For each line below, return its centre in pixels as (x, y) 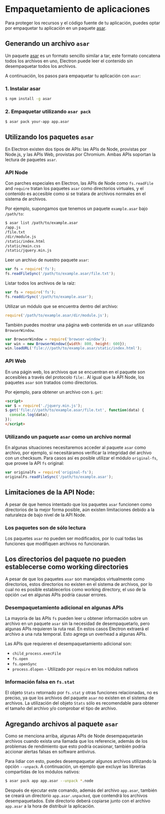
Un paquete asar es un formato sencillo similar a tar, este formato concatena (83, 55)
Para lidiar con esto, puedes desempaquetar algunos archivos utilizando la (81, 762)
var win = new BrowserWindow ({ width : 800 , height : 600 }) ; (66, 344)
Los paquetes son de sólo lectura (46, 527)
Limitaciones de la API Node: (50, 492)
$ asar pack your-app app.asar (37, 122)
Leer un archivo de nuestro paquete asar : (47, 260)
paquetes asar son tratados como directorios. (51, 382)
